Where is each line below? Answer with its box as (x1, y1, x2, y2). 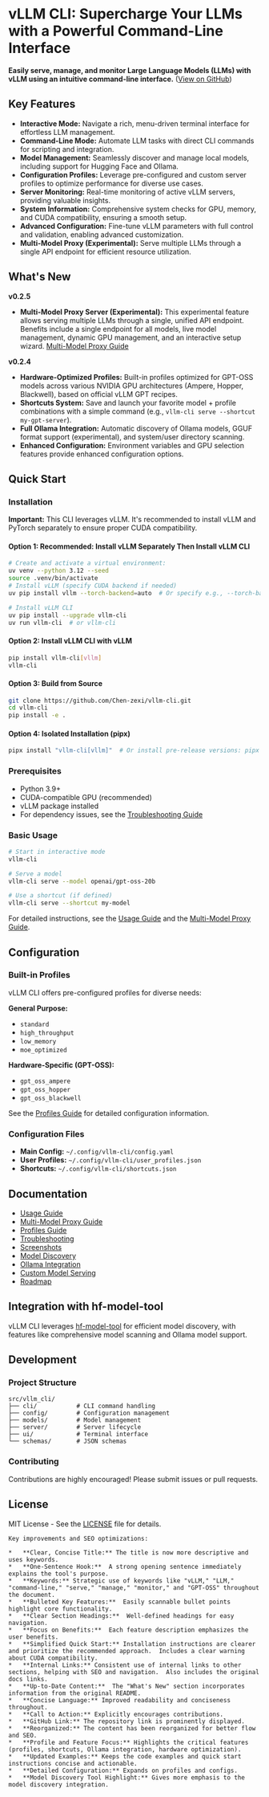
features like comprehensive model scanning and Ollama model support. (8, 1329, 248, 1339)
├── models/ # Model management (8, 1416, 142, 1424)
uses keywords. (8, 1555, 59, 1563)
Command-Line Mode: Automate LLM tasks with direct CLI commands (19, 136, 255, 145)
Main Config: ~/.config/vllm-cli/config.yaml (19, 1146, 175, 1157)
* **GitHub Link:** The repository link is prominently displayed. (8, 1717, 246, 1726)
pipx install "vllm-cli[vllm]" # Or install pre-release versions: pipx (8, 746, 260, 755)
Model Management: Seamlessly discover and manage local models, (19, 153, 250, 162)
